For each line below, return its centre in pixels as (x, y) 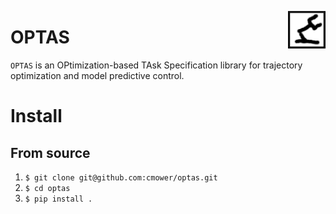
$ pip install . (58, 199)
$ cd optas (47, 188)
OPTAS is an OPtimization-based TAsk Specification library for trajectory (156, 65)
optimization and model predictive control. (97, 75)
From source (50, 152)
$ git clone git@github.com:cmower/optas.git (121, 177)
